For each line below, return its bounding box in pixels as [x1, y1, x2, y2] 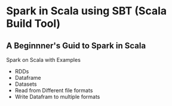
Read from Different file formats [14, 87, 93, 93]
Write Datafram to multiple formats [14, 93, 100, 100]
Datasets [14, 80, 37, 88]
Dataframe [14, 74, 42, 81]
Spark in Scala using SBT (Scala [6, 4, 167, 18]
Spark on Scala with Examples [6, 57, 81, 63]
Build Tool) [6, 17, 61, 30]
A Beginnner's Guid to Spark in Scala [6, 40, 146, 51]
